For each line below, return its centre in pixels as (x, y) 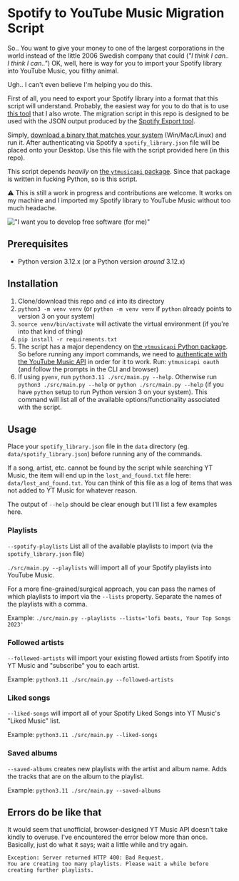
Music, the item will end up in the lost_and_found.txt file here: (99, 475)
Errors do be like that (55, 812)
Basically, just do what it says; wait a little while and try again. (98, 845)
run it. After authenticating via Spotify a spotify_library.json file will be (113, 142)
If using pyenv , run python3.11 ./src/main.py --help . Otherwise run (117, 376)
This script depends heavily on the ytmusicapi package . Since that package (119, 171)
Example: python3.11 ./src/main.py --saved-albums (84, 790)
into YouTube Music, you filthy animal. (63, 71)
